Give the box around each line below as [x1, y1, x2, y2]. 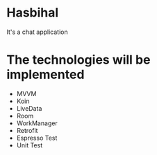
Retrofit [16, 126, 38, 134]
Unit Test [16, 140, 43, 149]
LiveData [16, 104, 42, 112]
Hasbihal [6, 5, 59, 21]
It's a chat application [6, 28, 68, 36]
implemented [6, 67, 85, 82]
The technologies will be [6, 52, 151, 68]
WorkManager [16, 119, 58, 127]
